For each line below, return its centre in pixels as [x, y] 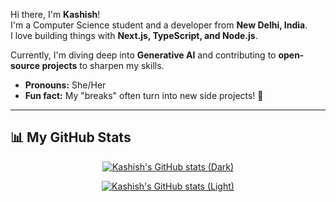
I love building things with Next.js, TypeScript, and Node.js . [134, 35]
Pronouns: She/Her [65, 85]
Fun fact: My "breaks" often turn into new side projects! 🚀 [144, 95]
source [25, 65]
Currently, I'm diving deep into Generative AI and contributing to [143, 55]
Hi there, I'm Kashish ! [55, 14]
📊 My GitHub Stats [71, 137]
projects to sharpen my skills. [103, 65]
